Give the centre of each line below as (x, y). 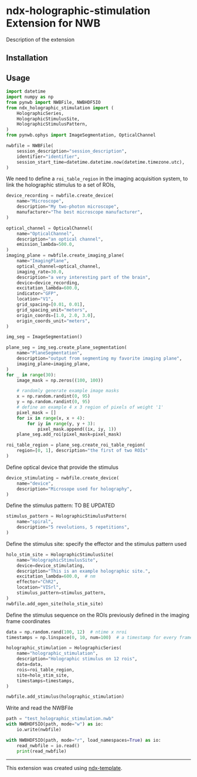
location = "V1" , (35, 299)
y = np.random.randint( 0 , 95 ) (54, 402)
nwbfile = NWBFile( (30, 146)
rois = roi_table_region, (46, 670)
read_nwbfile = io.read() (48, 746)
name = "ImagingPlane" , (43, 261)
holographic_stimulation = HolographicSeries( (64, 648)
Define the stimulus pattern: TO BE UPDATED (61, 505)
